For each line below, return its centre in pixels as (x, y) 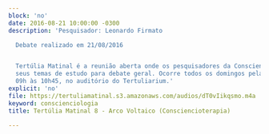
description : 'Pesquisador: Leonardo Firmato (85, 30)
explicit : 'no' (34, 89)
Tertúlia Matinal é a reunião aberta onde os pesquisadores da (123, 66)
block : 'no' (28, 16)
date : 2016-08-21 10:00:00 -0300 (64, 23)
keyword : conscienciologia (53, 103)
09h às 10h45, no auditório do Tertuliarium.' (94, 81)
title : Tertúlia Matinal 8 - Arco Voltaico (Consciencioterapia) (119, 111)
